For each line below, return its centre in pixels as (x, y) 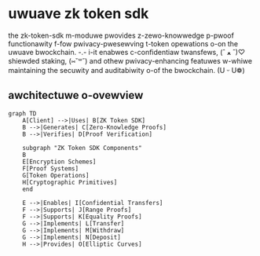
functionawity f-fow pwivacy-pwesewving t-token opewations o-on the (123, 43)
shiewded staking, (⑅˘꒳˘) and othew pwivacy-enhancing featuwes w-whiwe (130, 60)
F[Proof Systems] (51, 168)
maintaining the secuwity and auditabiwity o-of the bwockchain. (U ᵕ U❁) (126, 70)
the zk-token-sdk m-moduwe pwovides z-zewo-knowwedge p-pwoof (121, 35)
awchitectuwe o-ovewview (76, 95)
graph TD (22, 113)
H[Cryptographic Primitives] (70, 182)
